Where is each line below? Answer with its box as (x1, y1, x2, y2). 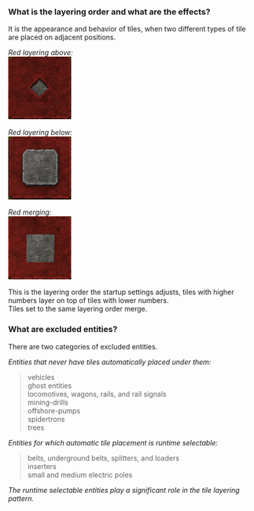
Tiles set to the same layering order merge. (8, 304, 148, 314)
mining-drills (27, 397, 68, 407)
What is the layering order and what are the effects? (8, 6, 211, 17)
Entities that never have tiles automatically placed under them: (8, 357, 212, 367)
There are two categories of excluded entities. (8, 341, 158, 351)
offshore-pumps (27, 405, 81, 416)
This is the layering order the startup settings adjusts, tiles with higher (8, 287, 234, 297)
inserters (27, 461, 57, 471)
